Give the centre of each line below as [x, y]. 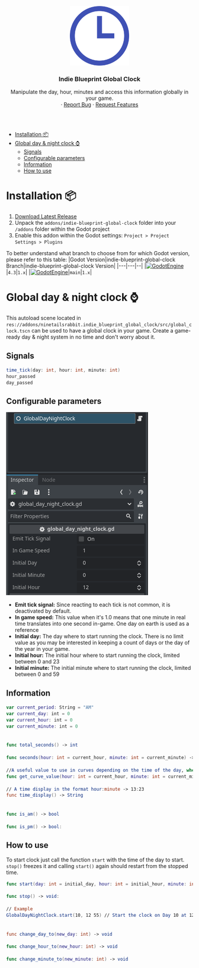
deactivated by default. [43, 611]
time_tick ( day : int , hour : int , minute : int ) [63, 370]
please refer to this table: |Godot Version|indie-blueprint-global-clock [91, 260]
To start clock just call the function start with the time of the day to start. [95, 860]
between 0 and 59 [37, 674]
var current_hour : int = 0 [39, 720]
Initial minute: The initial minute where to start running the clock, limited [103, 668]
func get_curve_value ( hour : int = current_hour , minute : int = [86, 776]
